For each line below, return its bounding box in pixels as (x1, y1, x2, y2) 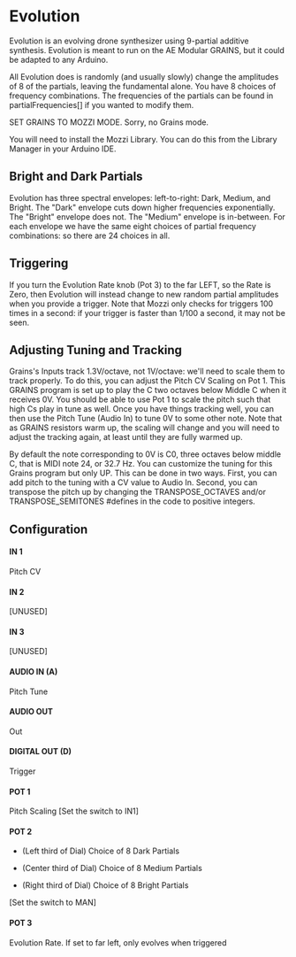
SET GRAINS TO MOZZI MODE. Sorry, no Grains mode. (9, 117, 209, 127)
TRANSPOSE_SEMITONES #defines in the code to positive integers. (9, 496, 256, 506)
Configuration (9, 521, 88, 536)
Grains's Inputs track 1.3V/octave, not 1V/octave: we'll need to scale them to (9, 366, 285, 377)
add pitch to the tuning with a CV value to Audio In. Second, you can (9, 477, 258, 488)
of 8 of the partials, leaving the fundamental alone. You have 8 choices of (9, 81, 277, 91)
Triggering (9, 256, 69, 271)
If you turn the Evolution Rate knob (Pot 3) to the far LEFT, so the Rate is (9, 279, 271, 289)
